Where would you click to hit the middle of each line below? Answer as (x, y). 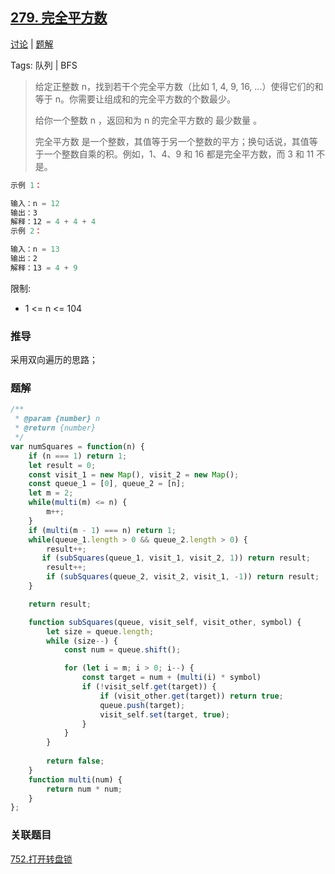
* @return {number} (55, 428)
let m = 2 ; (51, 493)
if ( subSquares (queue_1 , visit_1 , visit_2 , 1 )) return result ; (176, 558)
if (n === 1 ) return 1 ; (78, 456)
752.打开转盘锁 (41, 859)
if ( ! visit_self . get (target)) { (149, 687)
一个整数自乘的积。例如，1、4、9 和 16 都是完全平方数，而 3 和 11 (179, 154)
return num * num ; (84, 789)
